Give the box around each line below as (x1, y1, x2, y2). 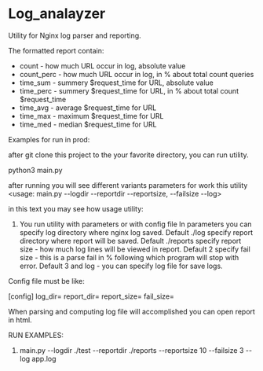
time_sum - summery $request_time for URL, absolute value (19, 78, 214, 87)
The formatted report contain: (8, 46, 104, 55)
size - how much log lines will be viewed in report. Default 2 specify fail (19, 244, 251, 254)
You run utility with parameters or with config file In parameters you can (19, 219, 253, 229)
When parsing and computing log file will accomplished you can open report (8, 307, 255, 316)
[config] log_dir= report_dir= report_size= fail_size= (8, 292, 175, 301)
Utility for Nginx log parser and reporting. (8, 31, 141, 40)
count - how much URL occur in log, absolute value (19, 61, 186, 71)
